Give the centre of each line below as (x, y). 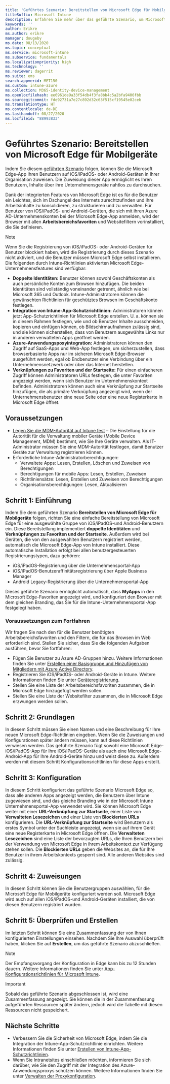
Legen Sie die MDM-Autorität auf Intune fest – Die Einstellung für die (84, 430)
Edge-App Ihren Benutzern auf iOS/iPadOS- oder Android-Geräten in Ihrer (82, 174)
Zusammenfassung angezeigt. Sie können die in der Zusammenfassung (80, 999)
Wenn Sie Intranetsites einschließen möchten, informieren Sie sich (81, 1060)
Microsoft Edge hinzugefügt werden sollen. (57, 690)
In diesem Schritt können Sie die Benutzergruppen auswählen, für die (78, 888)
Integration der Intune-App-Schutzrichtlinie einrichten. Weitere (78, 1043)
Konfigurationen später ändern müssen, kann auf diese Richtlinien (74, 740)
